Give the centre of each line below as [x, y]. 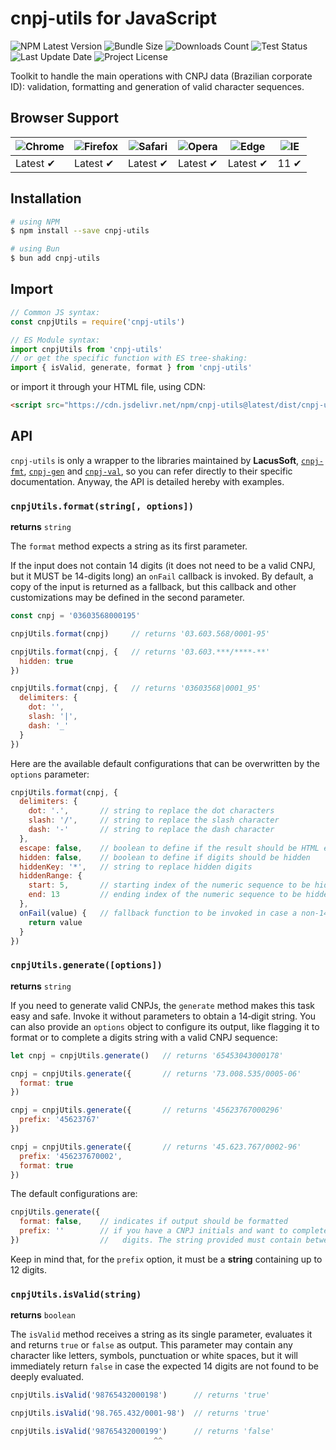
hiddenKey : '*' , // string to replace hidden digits [136, 867]
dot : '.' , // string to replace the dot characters [151, 811]
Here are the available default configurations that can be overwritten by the [165, 763]
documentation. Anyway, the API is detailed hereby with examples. [147, 481]
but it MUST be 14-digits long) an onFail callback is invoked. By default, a [162, 576]
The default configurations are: [74, 1194]
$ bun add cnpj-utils [55, 258]
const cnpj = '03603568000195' [75, 616]
